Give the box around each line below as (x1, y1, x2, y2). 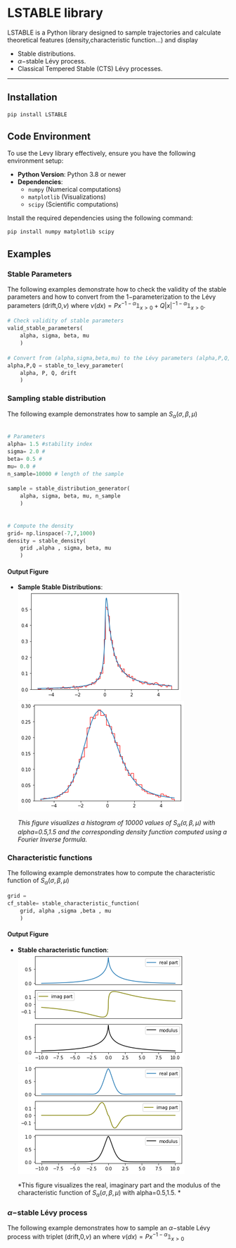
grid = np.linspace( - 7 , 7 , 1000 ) (7, 530, 96, 537)
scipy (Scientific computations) (27, 200, 119, 209)
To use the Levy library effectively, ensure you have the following (7, 149, 196, 158)
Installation (7, 92, 58, 104)
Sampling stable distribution (7, 393, 107, 403)
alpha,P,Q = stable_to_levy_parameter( (7, 362, 124, 369)
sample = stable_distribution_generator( (7, 485, 131, 493)
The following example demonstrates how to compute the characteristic (7, 869, 216, 877)
